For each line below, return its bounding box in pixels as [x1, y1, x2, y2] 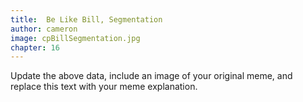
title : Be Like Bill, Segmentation [10, 14, 163, 25]
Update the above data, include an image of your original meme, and [10, 70, 293, 82]
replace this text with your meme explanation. [10, 81, 198, 93]
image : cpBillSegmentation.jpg [10, 33, 141, 43]
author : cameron [10, 24, 78, 34]
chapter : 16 [10, 42, 60, 53]
